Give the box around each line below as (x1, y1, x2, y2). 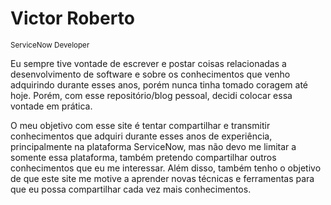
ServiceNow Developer (10, 40, 90, 50)
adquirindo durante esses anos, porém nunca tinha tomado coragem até (10, 78, 309, 91)
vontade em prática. (10, 100, 93, 112)
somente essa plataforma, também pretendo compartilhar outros (10, 151, 277, 163)
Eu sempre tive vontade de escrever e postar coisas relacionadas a (10, 57, 287, 69)
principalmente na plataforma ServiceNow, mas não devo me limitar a (10, 140, 297, 152)
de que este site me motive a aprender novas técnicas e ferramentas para (10, 172, 315, 184)
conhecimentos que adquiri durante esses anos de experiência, (10, 130, 273, 142)
